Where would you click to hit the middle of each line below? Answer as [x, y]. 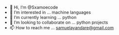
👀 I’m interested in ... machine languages [50, 12]
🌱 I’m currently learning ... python [43, 17]
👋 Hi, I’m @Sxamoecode [34, 7]
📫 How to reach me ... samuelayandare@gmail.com [62, 28]
